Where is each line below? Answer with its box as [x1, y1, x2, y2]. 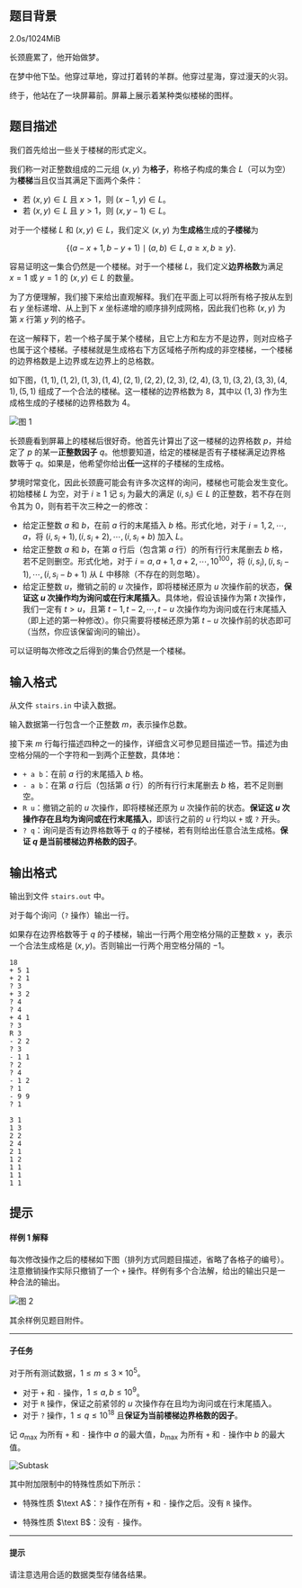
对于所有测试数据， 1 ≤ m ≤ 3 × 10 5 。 [9, 1366, 146, 1378]
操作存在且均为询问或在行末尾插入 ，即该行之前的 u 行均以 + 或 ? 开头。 [22, 814, 286, 825]
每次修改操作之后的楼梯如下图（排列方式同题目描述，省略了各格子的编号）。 [9, 1254, 289, 1265]
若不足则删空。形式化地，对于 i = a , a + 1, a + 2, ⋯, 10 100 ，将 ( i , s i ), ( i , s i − [22, 555, 290, 569]
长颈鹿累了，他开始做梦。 [9, 51, 104, 62]
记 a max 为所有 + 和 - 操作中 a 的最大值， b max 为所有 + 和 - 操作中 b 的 [9, 1429, 270, 1442]
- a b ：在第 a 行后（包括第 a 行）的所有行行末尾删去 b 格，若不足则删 [22, 780, 283, 790]
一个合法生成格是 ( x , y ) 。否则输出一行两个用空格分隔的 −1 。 [9, 940, 229, 952]
